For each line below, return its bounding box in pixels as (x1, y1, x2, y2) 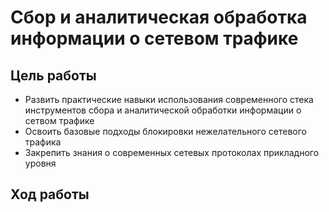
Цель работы (10, 67, 97, 84)
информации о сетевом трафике (10, 27, 299, 50)
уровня (24, 157, 57, 169)
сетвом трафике (24, 115, 95, 126)
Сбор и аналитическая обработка (10, 6, 308, 29)
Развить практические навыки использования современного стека (24, 94, 314, 105)
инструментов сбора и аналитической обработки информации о (24, 104, 302, 116)
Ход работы (10, 186, 90, 203)
